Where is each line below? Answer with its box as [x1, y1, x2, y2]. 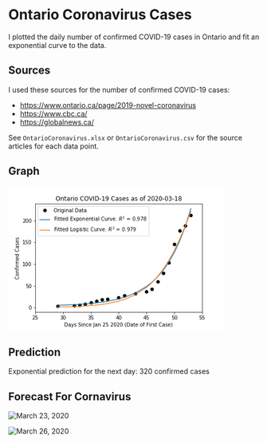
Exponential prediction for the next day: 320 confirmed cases [8, 367, 210, 376]
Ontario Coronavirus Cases [8, 6, 193, 24]
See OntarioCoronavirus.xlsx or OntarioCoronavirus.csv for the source [8, 133, 243, 142]
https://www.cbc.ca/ [19, 109, 88, 118]
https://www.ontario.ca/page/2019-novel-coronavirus [19, 100, 197, 109]
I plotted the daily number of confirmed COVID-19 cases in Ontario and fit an [8, 32, 260, 42]
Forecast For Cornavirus [8, 390, 132, 403]
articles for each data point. [8, 141, 100, 151]
